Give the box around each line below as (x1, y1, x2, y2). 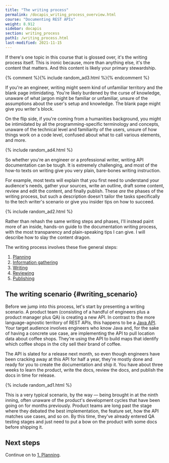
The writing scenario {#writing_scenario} (5, 290, 138, 298)
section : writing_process (5, 31, 60, 36)
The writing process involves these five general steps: (5, 244, 118, 250)
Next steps (5, 438, 40, 447)
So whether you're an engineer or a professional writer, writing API (5, 157, 144, 163)
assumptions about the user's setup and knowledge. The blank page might (5, 100, 161, 107)
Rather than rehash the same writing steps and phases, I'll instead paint (5, 218, 154, 224)
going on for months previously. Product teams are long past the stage (5, 402, 152, 408)
